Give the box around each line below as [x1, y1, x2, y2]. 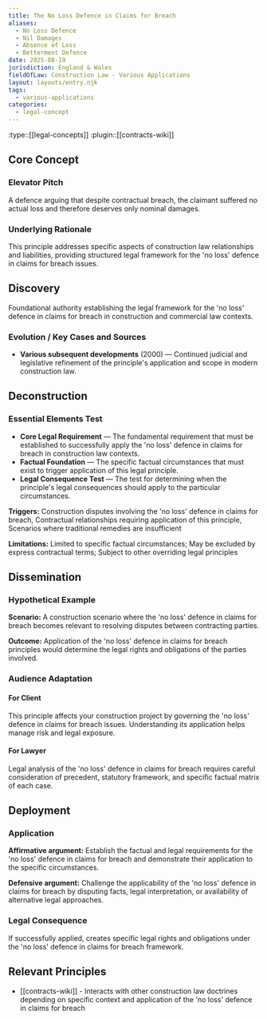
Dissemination [8, 571, 82, 584]
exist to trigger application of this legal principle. [19, 465, 179, 475]
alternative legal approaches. [8, 895, 104, 905]
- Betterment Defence [15, 49, 88, 57]
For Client [8, 693, 41, 702]
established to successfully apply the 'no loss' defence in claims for [19, 440, 243, 449]
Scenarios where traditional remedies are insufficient [8, 523, 182, 533]
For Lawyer [8, 746, 46, 756]
